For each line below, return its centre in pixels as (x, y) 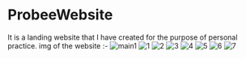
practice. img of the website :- (58, 45)
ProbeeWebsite (60, 15)
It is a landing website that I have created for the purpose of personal (123, 37)
